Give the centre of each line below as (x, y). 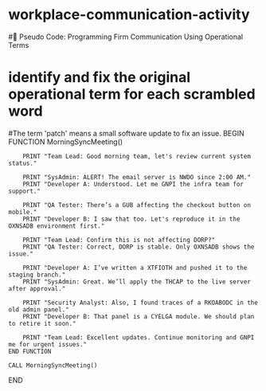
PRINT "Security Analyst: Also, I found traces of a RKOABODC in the (141, 303)
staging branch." (37, 275)
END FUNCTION (30, 351)
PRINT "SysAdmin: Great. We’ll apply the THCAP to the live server (137, 282)
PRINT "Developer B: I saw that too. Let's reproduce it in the (131, 219)
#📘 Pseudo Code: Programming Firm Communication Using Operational (126, 37)
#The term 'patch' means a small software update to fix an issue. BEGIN (126, 133)
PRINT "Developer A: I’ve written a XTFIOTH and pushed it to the (135, 268)
